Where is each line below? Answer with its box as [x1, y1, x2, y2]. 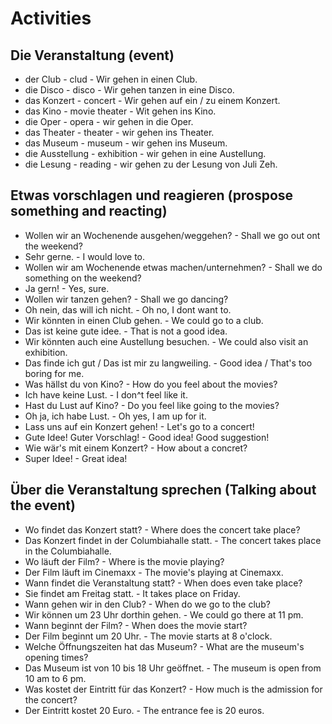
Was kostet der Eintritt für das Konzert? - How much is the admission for [24, 683, 323, 695]
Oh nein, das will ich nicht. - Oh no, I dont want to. [24, 303, 232, 316]
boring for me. [24, 367, 85, 379]
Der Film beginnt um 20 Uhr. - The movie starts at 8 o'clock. [24, 630, 273, 642]
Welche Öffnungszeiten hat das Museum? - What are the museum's [24, 640, 305, 652]
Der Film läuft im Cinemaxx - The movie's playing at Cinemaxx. [24, 566, 284, 578]
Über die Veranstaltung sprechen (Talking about [10, 482, 317, 499]
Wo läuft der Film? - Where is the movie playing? [24, 555, 225, 567]
